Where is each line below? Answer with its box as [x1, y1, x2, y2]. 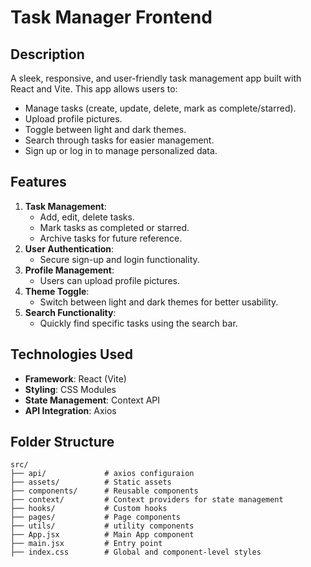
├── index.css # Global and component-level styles [10, 547, 262, 558]
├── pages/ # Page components [10, 512, 182, 523]
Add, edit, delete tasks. [39, 211, 135, 223]
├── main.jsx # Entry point [10, 539, 163, 549]
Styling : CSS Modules [24, 383, 117, 395]
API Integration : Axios [24, 404, 117, 416]
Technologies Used [10, 346, 133, 363]
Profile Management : [24, 264, 115, 276]
